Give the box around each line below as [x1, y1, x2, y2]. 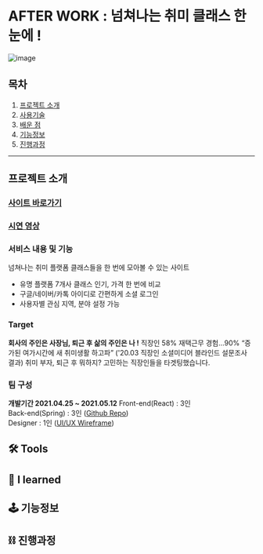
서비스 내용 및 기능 [8, 243, 74, 254]
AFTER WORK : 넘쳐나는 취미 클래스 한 [8, 7, 247, 25]
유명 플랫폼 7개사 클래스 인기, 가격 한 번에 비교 [19, 279, 161, 289]
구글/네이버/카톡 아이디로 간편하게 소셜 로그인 [19, 290, 159, 299]
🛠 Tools [8, 443, 49, 456]
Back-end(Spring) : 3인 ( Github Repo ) [8, 408, 129, 417]
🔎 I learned [8, 472, 61, 487]
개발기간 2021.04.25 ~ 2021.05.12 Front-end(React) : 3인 [8, 398, 191, 408]
